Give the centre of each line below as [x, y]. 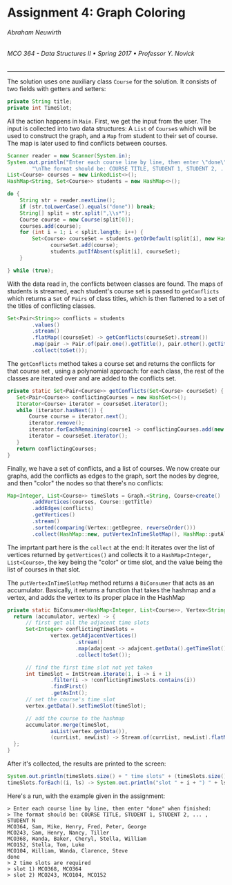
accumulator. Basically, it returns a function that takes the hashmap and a [112, 590]
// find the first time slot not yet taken [89, 668]
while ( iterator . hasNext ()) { [60, 410]
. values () [46, 325]
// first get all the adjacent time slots [87, 623]
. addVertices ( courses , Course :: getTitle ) [93, 502]
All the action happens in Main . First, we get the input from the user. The [109, 121]
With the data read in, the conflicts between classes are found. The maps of [115, 284]
